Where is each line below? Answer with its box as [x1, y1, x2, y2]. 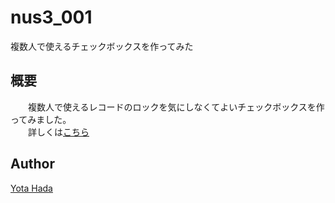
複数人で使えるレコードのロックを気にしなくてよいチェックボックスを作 [27, 101, 325, 113]
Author [10, 156, 55, 173]
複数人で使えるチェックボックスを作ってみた [10, 40, 194, 52]
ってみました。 [10, 113, 72, 125]
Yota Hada [10, 182, 53, 194]
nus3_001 [10, 6, 93, 29]
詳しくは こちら [27, 126, 90, 138]
